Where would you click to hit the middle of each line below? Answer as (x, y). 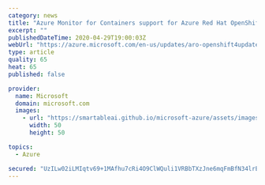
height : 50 (47, 133)
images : (28, 111)
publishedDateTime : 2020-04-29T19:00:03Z (77, 38)
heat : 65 (22, 67)
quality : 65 (28, 60)
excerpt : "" (28, 30)
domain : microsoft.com (52, 104)
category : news (33, 15)
